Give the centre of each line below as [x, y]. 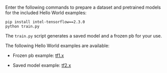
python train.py [22, 26]
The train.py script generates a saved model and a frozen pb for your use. [84, 36]
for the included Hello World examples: [46, 13]
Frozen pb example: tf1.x [38, 56]
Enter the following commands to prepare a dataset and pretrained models [83, 7]
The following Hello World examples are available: [57, 46]
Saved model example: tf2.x [42, 65]
